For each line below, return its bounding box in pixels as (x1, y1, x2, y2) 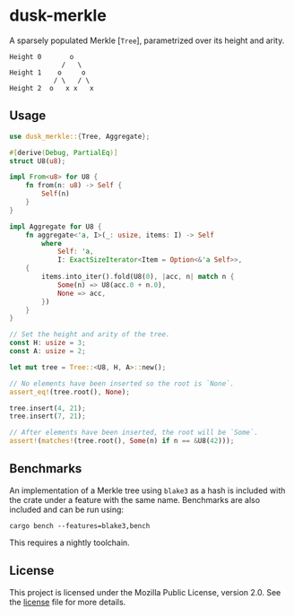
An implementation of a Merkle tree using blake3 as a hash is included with (9, 485, 286, 496)
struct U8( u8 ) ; (9, 156, 66, 166)
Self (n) (41, 189, 70, 198)
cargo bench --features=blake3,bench (9, 521, 151, 530)
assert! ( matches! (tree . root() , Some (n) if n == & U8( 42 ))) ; (9, 437, 235, 446)
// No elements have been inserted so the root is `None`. (9, 378, 235, 388)
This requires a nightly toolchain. (9, 537, 130, 548)
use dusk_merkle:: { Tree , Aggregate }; (9, 132, 151, 141)
